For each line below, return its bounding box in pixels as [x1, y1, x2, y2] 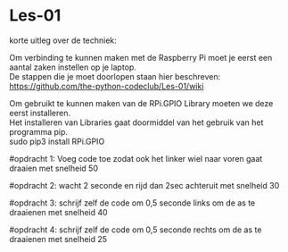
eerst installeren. [9, 107, 71, 118]
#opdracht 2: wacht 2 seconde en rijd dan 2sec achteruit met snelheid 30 [9, 180, 280, 190]
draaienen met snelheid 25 [9, 233, 108, 244]
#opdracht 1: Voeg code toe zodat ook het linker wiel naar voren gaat [9, 153, 263, 164]
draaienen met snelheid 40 [9, 206, 109, 217]
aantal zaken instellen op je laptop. [9, 62, 136, 72]
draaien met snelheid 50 [9, 163, 98, 173]
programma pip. [9, 126, 69, 137]
